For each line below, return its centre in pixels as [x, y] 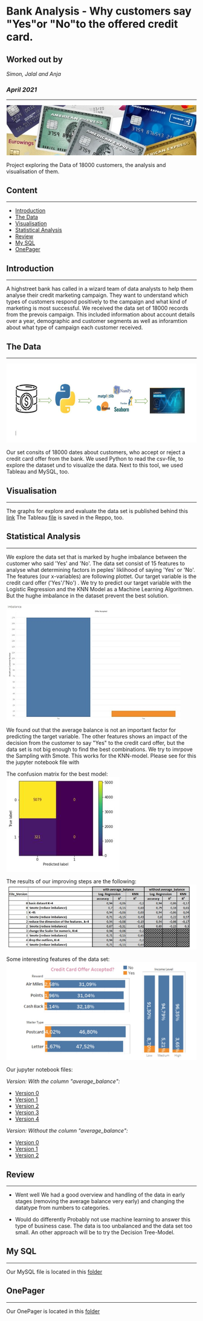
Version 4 [27, 1119]
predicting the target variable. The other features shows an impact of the [97, 736]
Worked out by [35, 59]
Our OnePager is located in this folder [53, 1311]
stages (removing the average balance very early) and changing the [99, 1201]
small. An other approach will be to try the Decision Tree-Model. [95, 1232]
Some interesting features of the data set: [58, 959]
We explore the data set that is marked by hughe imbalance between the [97, 557]
